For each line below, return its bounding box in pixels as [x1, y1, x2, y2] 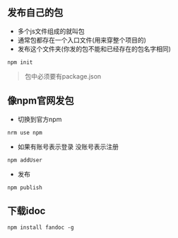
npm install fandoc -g [7, 224, 74, 232]
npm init [7, 59, 33, 66]
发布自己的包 [7, 6, 64, 19]
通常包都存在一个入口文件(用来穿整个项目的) [17, 35, 147, 44]
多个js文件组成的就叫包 [17, 27, 85, 35]
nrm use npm [7, 129, 42, 136]
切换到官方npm [17, 115, 62, 123]
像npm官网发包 [7, 95, 74, 107]
